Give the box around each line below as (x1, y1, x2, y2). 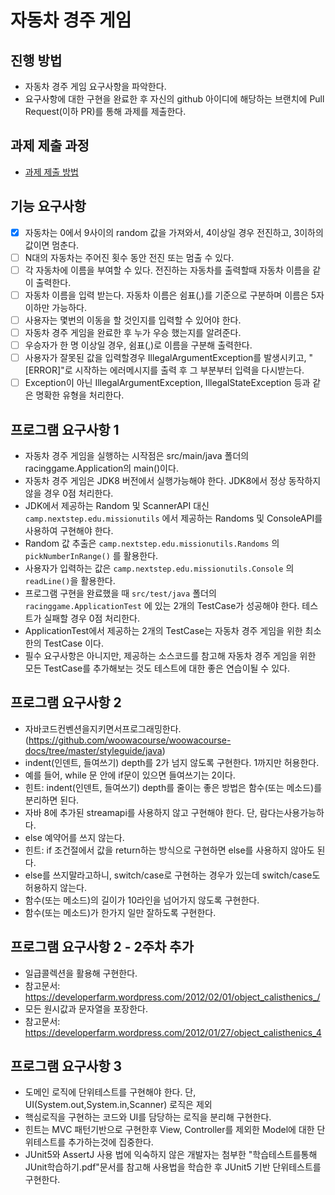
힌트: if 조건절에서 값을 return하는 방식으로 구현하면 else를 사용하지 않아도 (24, 844, 315, 856)
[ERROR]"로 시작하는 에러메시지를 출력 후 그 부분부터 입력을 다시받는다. (24, 364, 305, 376)
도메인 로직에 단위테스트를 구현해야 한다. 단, (24, 1086, 197, 1098)
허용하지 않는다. (24, 881, 87, 893)
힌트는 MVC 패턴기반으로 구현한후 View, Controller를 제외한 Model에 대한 (24, 1124, 315, 1136)
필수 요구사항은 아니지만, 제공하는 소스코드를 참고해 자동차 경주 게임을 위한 (24, 650, 317, 661)
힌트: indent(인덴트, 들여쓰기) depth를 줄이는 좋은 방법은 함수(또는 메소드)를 (24, 781, 323, 793)
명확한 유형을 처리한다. (35, 389, 125, 401)
